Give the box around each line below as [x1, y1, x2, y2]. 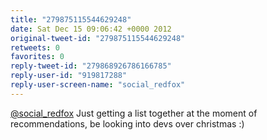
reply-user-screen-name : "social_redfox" [10, 80, 186, 90]
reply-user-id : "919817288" [10, 71, 128, 81]
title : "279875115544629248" [10, 14, 132, 25]
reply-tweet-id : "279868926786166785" [10, 61, 172, 71]
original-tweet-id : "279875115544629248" [10, 33, 186, 43]
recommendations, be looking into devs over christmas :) [10, 117, 245, 130]
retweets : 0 [10, 42, 60, 53]
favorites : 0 [10, 52, 65, 62]
